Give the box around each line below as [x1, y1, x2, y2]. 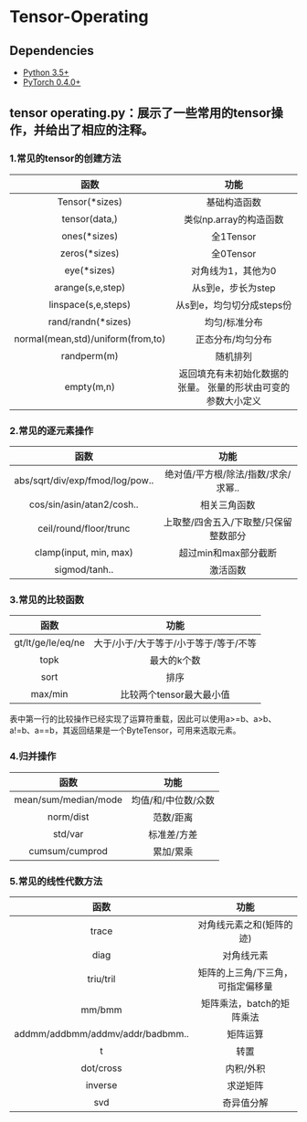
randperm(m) [60, 349, 119, 362]
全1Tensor [211, 230, 257, 243]
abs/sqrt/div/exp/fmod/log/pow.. [14, 473, 154, 486]
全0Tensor [211, 247, 257, 259]
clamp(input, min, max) [34, 545, 134, 558]
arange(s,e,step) [54, 280, 126, 293]
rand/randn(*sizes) [48, 315, 132, 328]
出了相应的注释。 [57, 122, 153, 138]
